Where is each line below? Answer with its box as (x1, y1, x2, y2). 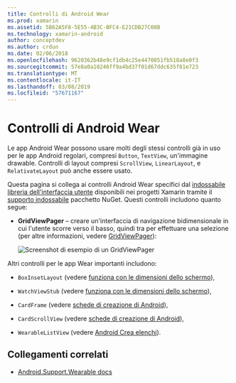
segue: (7, 203, 28, 212)
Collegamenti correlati (7, 349, 109, 361)
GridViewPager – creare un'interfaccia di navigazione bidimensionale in (17, 217, 229, 225)
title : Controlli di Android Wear (7, 10, 110, 18)
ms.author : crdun (7, 43, 59, 50)
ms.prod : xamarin (7, 17, 59, 24)
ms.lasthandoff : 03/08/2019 (7, 83, 91, 90)
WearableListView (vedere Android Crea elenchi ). (17, 328, 161, 337)
